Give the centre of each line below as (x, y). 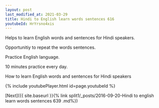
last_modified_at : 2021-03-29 (37, 14)
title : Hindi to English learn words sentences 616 (60, 19)
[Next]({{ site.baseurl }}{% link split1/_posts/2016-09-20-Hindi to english (79, 96)
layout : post (19, 10)
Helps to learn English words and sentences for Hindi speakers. (70, 38)
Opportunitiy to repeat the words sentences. (50, 47)
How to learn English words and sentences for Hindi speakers (68, 76)
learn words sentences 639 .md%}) (41, 101)
